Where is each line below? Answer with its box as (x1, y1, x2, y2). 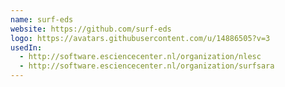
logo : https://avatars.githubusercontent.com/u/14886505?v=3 (10, 33, 271, 43)
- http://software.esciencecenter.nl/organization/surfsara (19, 61, 275, 71)
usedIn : (10, 42, 43, 53)
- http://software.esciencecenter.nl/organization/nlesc (19, 52, 262, 62)
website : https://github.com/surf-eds (10, 24, 172, 34)
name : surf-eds (10, 14, 74, 25)
